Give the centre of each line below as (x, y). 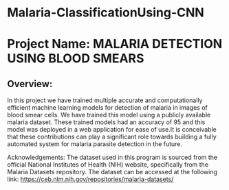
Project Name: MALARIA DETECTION (115, 44)
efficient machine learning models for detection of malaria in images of (108, 108)
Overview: (30, 84)
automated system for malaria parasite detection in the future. (95, 144)
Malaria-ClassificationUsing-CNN (106, 13)
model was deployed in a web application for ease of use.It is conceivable (112, 130)
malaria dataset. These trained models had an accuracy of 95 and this (106, 122)
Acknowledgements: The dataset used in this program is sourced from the (112, 157)
